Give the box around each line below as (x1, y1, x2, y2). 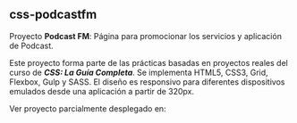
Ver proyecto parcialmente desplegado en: (9, 102, 167, 114)
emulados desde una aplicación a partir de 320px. (9, 86, 195, 96)
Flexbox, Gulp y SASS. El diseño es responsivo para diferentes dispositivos (9, 76, 285, 87)
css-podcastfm (9, 7, 98, 22)
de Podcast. (9, 40, 54, 51)
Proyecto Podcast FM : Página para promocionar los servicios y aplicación (9, 30, 282, 41)
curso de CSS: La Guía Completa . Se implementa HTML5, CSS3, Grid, (9, 67, 268, 78)
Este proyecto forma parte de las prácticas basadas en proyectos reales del (9, 57, 288, 68)
